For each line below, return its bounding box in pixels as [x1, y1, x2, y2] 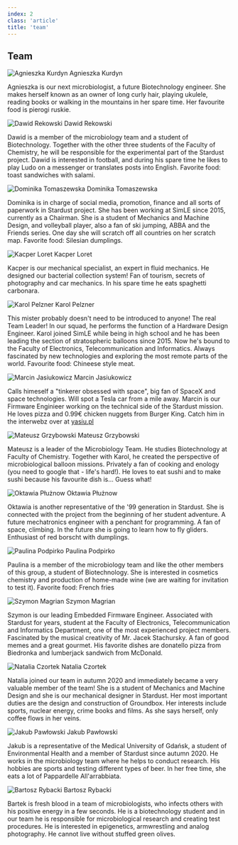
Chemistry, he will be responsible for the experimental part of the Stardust [7, 148, 225, 157]
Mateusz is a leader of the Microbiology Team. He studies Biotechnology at [7, 445, 227, 453]
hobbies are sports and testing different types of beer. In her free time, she [7, 765, 227, 773]
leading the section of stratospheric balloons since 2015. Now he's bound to [7, 337, 230, 345]
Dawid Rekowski [63, 119, 112, 128]
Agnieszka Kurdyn [69, 69, 123, 78]
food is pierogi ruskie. [7, 105, 71, 114]
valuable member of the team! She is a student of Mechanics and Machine [7, 684, 225, 693]
